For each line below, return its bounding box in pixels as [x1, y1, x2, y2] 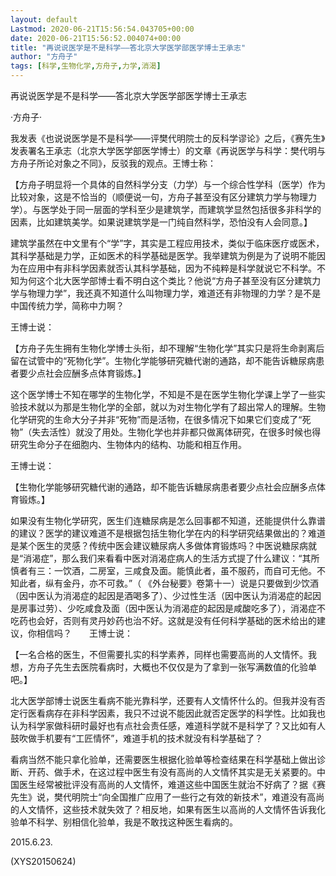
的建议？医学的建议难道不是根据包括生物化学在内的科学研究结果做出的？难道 [10, 527, 326, 539]
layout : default [10, 14, 78, 25]
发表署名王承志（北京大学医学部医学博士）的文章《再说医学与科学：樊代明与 [10, 145, 326, 156]
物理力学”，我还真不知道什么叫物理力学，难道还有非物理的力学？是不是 [27, 287, 322, 299]
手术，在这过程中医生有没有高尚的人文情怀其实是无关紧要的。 [62, 766, 317, 778]
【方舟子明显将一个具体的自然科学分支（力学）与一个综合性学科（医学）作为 [10, 179, 326, 190]
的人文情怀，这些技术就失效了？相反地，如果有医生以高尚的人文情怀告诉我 [10, 804, 317, 815]
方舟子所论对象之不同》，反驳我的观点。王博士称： [10, 157, 217, 169]
